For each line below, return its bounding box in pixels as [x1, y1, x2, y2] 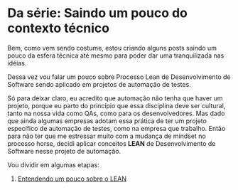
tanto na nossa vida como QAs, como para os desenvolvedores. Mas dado [7, 109, 225, 117]
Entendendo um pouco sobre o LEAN [17, 174, 126, 183]
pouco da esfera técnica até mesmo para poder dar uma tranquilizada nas [7, 51, 225, 60]
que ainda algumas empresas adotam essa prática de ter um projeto [7, 116, 207, 125]
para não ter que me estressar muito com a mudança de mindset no [7, 132, 206, 140]
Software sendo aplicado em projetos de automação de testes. [7, 80, 192, 88]
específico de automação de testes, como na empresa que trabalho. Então [7, 124, 226, 132]
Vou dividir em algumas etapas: [7, 160, 99, 169]
